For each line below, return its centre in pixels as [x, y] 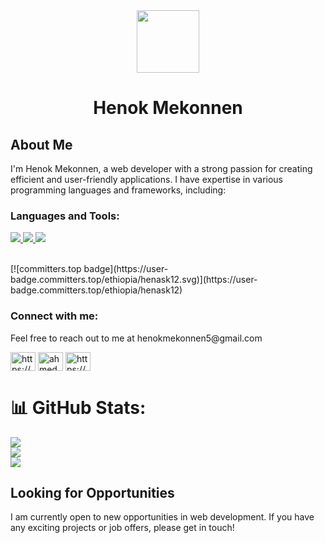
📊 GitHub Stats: [78, 407]
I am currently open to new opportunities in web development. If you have [162, 517]
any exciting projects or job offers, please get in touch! [122, 528]
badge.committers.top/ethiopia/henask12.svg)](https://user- [134, 280]
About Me [41, 144]
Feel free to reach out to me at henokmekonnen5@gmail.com [136, 338]
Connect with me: [54, 316]
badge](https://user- [126, 269]
